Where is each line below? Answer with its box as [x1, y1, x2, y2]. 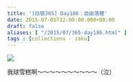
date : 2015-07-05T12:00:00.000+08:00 [7, 16, 115, 23]
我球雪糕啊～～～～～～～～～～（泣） [7, 68, 115, 76]
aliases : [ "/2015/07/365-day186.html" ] [7, 29, 128, 36]
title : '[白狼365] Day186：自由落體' [7, 10, 108, 17]
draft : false [7, 23, 45, 29]
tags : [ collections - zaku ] [7, 36, 90, 42]
